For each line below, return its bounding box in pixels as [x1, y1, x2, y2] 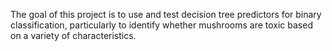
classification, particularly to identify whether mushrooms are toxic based [10, 19, 313, 31]
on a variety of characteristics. [10, 30, 137, 41]
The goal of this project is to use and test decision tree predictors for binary [10, 9, 322, 20]
